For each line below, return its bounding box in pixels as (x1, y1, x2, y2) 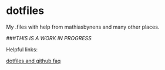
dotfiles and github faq (6, 57, 61, 64)
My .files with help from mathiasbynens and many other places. (6, 23, 160, 30)
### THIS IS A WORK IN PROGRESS (6, 34, 92, 41)
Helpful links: (6, 45, 38, 53)
